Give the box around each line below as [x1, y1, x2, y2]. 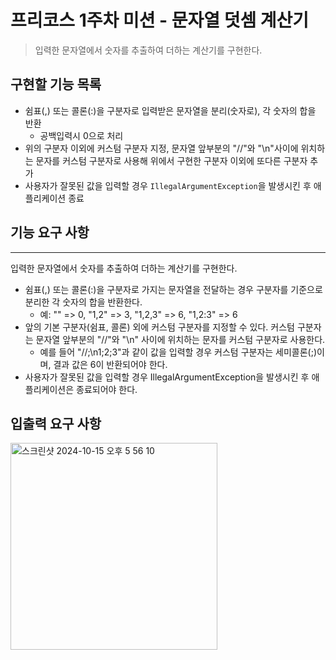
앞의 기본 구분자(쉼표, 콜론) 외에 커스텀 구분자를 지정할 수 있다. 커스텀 [24, 321, 295, 333]
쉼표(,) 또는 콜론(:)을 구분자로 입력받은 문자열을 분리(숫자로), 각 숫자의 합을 [24, 104, 317, 116]
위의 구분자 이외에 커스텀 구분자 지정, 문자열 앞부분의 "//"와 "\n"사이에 [24, 142, 299, 154]
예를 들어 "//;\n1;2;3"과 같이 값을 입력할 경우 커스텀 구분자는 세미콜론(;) [39, 346, 318, 358]
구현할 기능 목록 [10, 76, 102, 93]
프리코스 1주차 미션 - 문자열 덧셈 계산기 [10, 9, 310, 32]
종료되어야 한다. [76, 383, 138, 395]
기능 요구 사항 [10, 224, 90, 241]
